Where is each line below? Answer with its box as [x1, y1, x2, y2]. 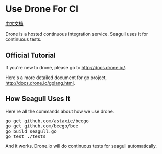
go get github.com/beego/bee [5, 123, 78, 129]
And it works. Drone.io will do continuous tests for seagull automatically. [5, 143, 157, 149]
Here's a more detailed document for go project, [5, 74, 107, 81]
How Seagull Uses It [5, 95, 71, 104]
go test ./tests [5, 133, 46, 139]
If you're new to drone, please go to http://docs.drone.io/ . [5, 64, 126, 70]
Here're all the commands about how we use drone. [5, 108, 114, 114]
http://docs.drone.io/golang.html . [5, 80, 75, 86]
